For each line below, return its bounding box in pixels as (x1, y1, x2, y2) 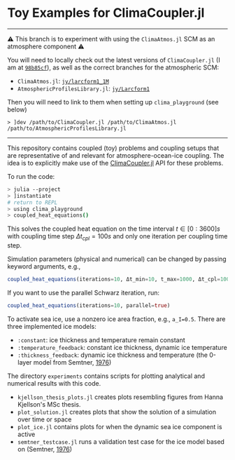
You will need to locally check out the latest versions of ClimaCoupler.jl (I (7, 55, 220, 64)
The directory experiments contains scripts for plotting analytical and (7, 372, 205, 380)
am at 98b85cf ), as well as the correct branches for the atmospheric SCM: (7, 63, 219, 72)
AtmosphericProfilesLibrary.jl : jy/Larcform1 (17, 84, 150, 93)
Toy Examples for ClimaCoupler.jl (7, 5, 205, 21)
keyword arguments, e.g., (7, 262, 81, 271)
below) (7, 105, 27, 114)
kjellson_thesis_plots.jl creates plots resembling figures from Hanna (17, 393, 224, 401)
